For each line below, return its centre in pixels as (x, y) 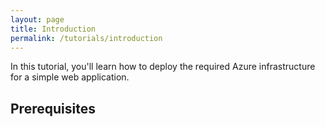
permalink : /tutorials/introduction (86, 38)
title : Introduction (53, 29)
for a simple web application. (70, 77)
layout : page (37, 19)
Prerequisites (53, 108)
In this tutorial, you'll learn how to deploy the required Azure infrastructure (163, 67)
